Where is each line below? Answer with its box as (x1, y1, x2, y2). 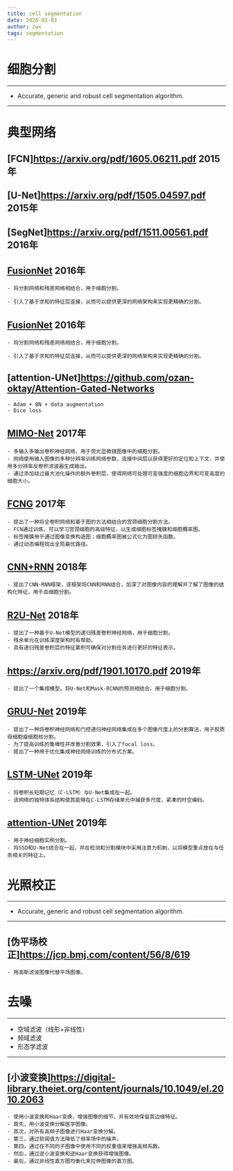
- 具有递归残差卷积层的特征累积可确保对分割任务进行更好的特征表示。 (7, 645, 179, 652)
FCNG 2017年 (7, 498, 66, 510)
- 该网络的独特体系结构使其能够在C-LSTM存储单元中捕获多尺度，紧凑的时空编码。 (7, 796, 208, 803)
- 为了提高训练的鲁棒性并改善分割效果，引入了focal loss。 (7, 741, 158, 748)
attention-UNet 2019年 (7, 817, 107, 829)
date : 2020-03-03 (7, 17, 58, 24)
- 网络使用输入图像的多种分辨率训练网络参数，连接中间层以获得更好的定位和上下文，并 (7, 455, 220, 462)
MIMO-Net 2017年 (7, 427, 87, 439)
